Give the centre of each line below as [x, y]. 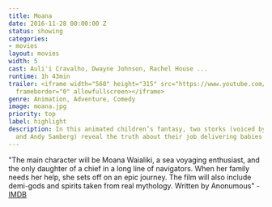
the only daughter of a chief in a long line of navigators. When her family [129, 168]
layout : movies [34, 54]
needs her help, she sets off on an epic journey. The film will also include [130, 177]
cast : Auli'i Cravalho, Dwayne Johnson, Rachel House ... [108, 69]
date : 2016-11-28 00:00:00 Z [57, 24]
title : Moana [30, 16]
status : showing [36, 31]
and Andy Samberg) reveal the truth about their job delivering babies [139, 136]
